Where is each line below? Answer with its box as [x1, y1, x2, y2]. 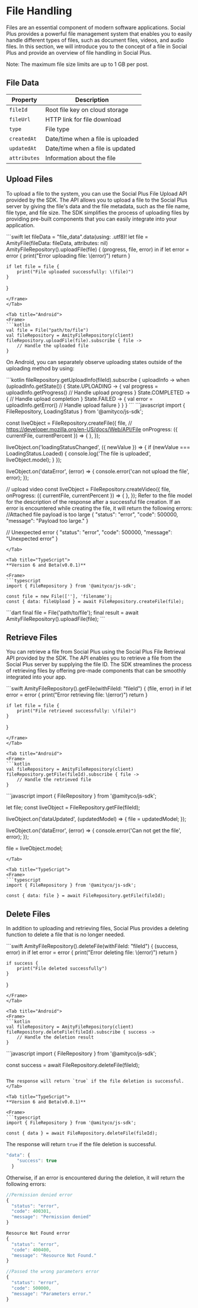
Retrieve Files [6, 632, 58, 642]
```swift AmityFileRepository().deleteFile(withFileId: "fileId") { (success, [6, 943, 179, 950]
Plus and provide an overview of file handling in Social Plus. [6, 49, 152, 56]
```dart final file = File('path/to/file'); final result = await [6, 608, 139, 616]
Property [11, 95, 37, 103]
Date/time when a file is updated [45, 144, 136, 152]
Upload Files [6, 174, 53, 184]
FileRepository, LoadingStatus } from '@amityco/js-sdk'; [6, 407, 143, 415]
